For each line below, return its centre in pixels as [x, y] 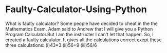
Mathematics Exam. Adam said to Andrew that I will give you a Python [79, 29]
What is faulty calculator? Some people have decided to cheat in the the [81, 23]
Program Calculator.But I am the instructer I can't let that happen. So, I [80, 34]
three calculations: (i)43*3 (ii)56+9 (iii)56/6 [51, 45]
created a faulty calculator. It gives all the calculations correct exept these [83, 40]
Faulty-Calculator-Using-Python [76, 9]
